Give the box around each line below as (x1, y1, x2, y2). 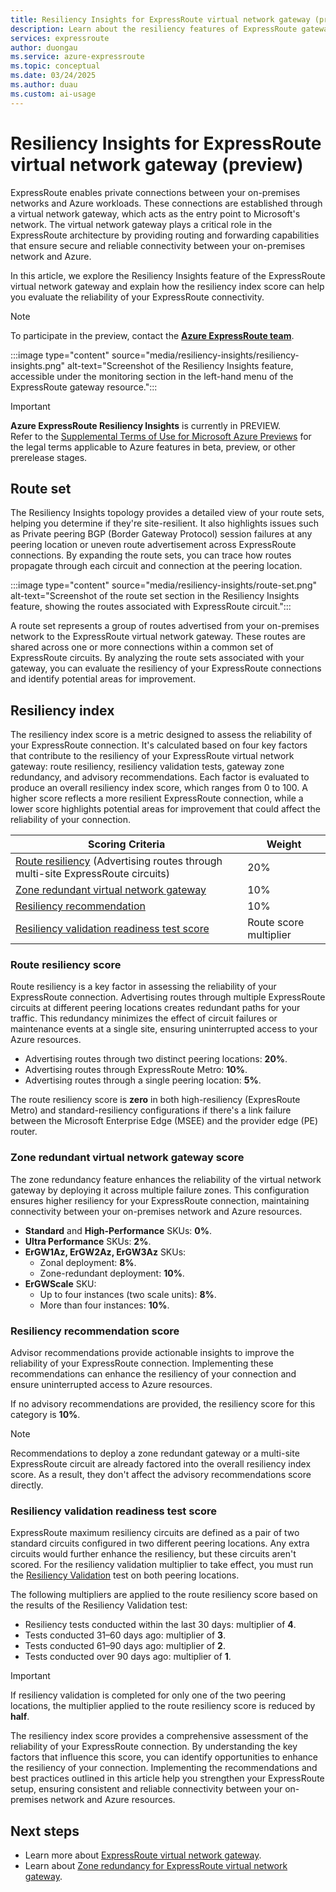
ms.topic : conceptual (10, 61, 101, 71)
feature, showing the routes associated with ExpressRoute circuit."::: (10, 601, 292, 613)
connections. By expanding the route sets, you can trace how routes (10, 549, 292, 561)
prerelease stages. (10, 451, 88, 463)
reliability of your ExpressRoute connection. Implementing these (10, 1357, 274, 1370)
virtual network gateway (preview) (10, 153, 304, 176)
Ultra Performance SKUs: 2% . (24, 1235, 152, 1247)
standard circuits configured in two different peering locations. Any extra (10, 1537, 310, 1550)
